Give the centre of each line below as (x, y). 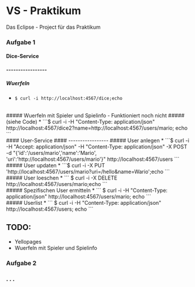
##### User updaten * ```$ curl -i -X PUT (56, 166)
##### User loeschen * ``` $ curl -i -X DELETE (62, 178)
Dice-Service (23, 56)
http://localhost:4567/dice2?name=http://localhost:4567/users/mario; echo (97, 128)
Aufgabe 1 (21, 42)
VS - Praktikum (44, 11)
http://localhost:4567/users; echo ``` (50, 209)
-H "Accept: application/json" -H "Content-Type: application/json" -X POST (97, 147)
